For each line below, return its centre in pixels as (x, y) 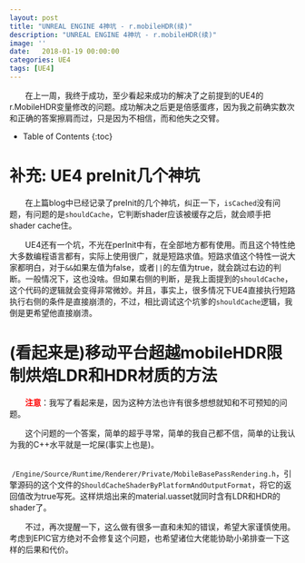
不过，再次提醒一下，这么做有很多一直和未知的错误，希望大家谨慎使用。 (160, 527)
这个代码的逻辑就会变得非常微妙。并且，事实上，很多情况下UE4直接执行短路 (152, 290)
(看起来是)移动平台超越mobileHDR (138, 353)
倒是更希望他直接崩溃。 (53, 312)
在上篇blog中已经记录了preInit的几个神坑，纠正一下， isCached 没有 (149, 202)
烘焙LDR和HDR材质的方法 (122, 375)
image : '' (28, 43)
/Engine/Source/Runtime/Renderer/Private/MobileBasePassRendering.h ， (148, 473)
